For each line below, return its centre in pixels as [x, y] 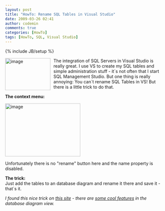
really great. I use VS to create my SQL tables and [104, 66]
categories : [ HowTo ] [26, 33]
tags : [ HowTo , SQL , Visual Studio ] [42, 37]
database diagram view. [30, 203]
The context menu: [25, 96]
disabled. [14, 169]
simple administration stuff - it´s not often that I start [106, 71]
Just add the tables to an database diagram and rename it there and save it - [83, 183]
